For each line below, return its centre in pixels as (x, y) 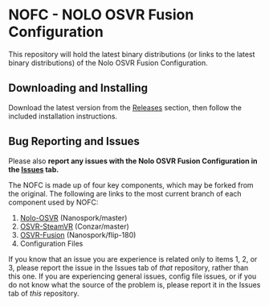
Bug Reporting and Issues (74, 141)
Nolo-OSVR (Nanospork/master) (73, 217)
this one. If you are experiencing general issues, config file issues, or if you (132, 276)
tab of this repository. (44, 293)
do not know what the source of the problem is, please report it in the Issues (134, 284)
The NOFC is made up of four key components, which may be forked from (131, 185)
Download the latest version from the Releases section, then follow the (125, 107)
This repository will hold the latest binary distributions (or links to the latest (132, 54)
